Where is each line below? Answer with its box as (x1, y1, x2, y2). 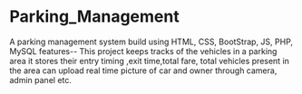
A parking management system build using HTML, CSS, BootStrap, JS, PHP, (9, 36, 293, 47)
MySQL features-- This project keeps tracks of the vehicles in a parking (9, 45, 278, 56)
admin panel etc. (9, 74, 73, 85)
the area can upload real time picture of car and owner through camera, (9, 65, 278, 76)
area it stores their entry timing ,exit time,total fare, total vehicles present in (9, 55, 290, 66)
